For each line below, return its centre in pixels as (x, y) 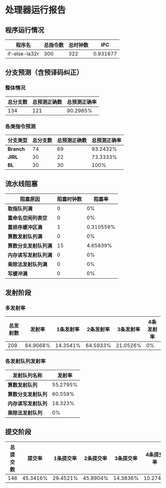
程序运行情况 (25, 30)
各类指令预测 (21, 126)
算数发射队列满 (25, 237)
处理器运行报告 (36, 10)
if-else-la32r (23, 54)
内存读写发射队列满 (30, 255)
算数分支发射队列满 (30, 245)
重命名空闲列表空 (28, 218)
